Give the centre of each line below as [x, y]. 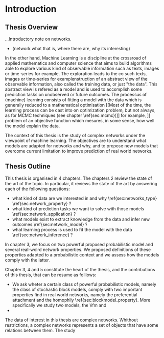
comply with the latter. [27, 260]
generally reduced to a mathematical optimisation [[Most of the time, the [78, 105]
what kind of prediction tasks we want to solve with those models [78, 209]
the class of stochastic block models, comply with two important [77, 289]
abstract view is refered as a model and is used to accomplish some [74, 89]
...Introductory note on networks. [38, 39]
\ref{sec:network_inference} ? [42, 235]
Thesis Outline [28, 166]
